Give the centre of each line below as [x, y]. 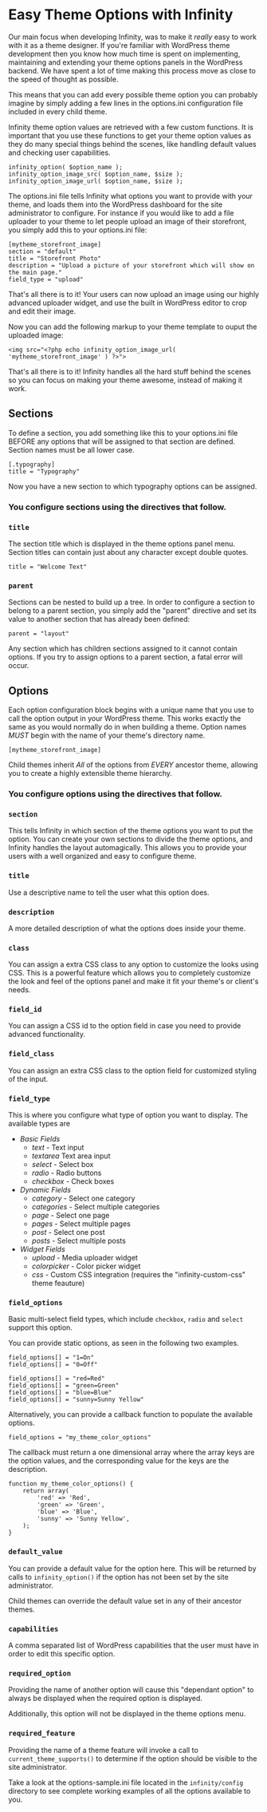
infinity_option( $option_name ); [66, 167]
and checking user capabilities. [59, 152]
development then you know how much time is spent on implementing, [124, 53]
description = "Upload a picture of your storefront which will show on [132, 265]
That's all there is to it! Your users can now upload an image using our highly [134, 294]
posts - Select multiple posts [79, 1241]
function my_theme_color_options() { [71, 1484]
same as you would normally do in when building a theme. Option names [128, 727]
